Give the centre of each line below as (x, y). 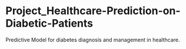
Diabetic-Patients (49, 23)
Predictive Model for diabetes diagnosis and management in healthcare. (93, 40)
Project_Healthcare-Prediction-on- (93, 11)
